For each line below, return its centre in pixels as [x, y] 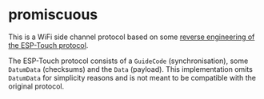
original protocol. [36, 86]
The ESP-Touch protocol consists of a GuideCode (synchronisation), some [128, 61]
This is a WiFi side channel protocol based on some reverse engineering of [132, 37]
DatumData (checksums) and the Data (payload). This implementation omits [131, 69]
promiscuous [53, 15]
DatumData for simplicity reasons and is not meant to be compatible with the [132, 77]
